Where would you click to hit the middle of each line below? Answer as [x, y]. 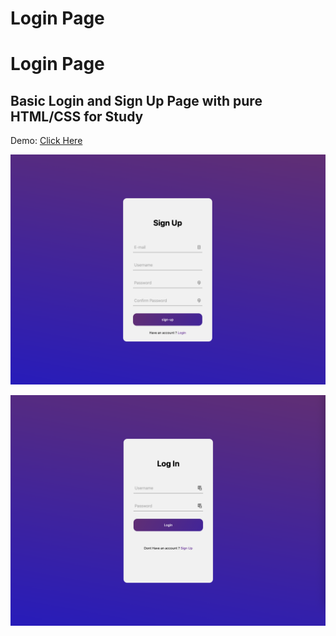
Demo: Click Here [46, 141]
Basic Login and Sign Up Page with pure [136, 100]
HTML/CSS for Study [77, 116]
